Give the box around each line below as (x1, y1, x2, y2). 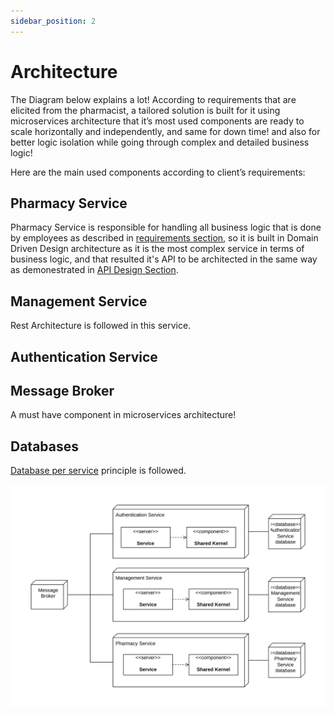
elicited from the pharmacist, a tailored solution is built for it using (10, 104, 281, 116)
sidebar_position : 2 (10, 16, 97, 26)
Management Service (10, 293, 148, 310)
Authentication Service (10, 348, 158, 365)
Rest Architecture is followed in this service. (10, 320, 192, 332)
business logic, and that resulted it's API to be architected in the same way (10, 253, 318, 265)
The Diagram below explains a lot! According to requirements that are (10, 93, 297, 105)
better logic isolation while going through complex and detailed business (10, 136, 310, 148)
